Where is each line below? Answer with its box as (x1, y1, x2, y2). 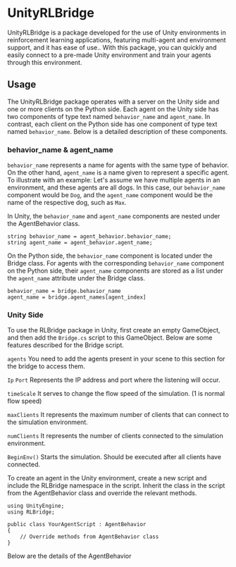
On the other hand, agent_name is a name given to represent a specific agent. (7, 168, 230, 177)
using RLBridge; (7, 509, 55, 516)
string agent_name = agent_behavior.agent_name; (7, 239, 153, 247)
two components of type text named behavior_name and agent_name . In (7, 112, 211, 120)
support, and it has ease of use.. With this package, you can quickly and (7, 43, 217, 51)
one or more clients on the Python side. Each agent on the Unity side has (7, 104, 219, 113)
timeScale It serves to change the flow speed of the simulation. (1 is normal (7, 390, 225, 398)
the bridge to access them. (7, 362, 86, 370)
